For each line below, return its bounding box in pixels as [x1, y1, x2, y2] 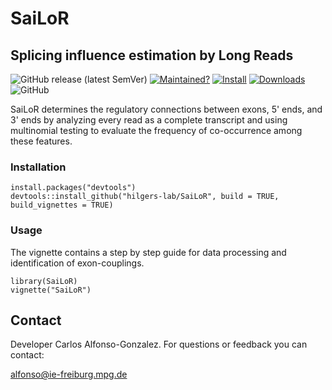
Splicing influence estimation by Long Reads [10, 47, 294, 64]
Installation [10, 160, 67, 174]
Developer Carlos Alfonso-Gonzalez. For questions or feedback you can [10, 338, 308, 351]
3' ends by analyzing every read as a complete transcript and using [10, 114, 288, 126]
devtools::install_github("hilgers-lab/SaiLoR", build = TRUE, [10, 192, 280, 202]
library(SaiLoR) [10, 276, 78, 286]
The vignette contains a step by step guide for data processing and [10, 246, 287, 258]
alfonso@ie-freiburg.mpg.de [10, 368, 128, 381]
